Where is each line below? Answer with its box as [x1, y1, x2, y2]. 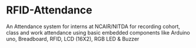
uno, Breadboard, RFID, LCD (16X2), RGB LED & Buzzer [6, 35, 139, 42]
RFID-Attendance [6, 4, 92, 17]
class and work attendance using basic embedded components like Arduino [6, 29, 190, 36]
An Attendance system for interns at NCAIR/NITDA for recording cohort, [6, 23, 181, 30]
